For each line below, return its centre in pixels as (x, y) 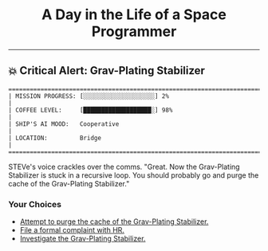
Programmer (134, 31)
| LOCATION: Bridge (55, 138)
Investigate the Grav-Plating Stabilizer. (83, 239)
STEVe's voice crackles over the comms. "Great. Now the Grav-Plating (124, 167)
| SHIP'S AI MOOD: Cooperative (64, 124)
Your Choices (35, 204)
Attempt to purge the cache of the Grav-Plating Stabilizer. (114, 222)
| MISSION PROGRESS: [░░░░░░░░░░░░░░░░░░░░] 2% (89, 96)
